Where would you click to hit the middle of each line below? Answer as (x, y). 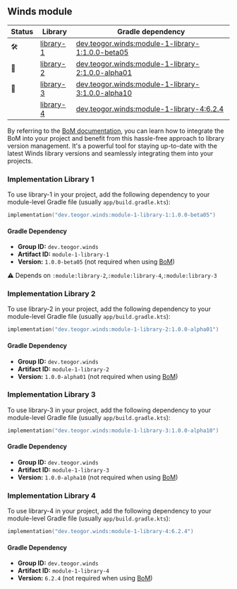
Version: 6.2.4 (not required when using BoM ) (85, 578)
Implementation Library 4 (52, 496)
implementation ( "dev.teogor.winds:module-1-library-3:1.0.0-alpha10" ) (113, 431)
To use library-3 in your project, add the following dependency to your (109, 410)
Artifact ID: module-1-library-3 (63, 470)
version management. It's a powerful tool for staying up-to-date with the (112, 146)
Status (22, 31)
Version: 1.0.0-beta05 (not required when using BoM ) (96, 262)
